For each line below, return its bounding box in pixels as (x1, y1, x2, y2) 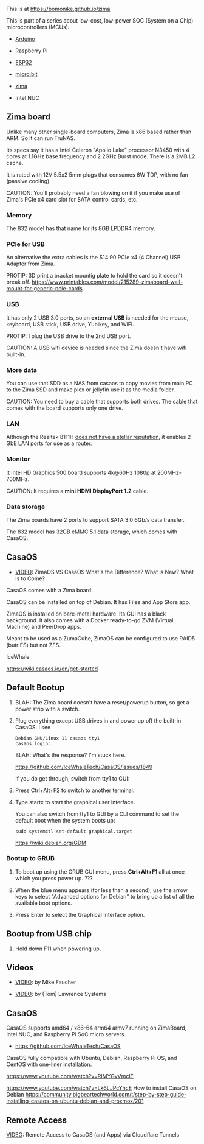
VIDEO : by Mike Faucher (15, 978, 76, 986)
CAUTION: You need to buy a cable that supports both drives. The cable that (6, 398, 198, 405)
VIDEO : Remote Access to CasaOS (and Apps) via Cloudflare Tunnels (6, 1131, 180, 1139)
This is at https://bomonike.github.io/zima (6, 5, 110, 12)
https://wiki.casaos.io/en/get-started (6, 665, 98, 672)
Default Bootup (6, 683, 65, 693)
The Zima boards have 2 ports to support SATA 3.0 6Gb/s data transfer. (6, 516, 185, 523)
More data (6, 365, 38, 374)
